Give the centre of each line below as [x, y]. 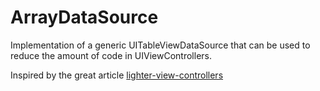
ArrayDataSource [84, 17]
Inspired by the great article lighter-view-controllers [117, 75]
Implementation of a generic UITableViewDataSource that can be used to [160, 45]
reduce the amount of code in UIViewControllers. [111, 55]
